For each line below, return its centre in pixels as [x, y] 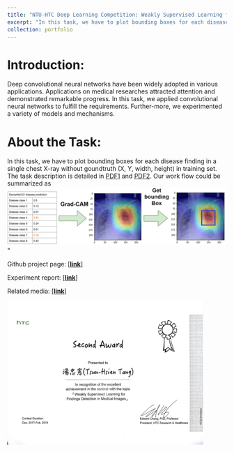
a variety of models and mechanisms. [61, 114]
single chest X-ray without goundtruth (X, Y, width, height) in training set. [112, 169]
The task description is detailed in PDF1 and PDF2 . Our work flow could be [114, 176]
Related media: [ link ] [37, 291]
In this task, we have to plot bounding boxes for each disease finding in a [112, 161]
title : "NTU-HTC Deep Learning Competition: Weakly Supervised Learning [115, 15]
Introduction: [46, 65]
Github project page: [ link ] [45, 264]
